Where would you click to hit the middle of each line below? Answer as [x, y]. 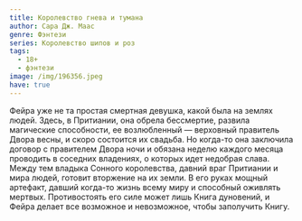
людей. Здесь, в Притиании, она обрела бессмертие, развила [130, 120]
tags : [19, 51]
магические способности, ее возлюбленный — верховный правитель [145, 129]
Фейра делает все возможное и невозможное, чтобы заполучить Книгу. [150, 206]
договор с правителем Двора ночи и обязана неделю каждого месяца [146, 149]
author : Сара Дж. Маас [52, 26]
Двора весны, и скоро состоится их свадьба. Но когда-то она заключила [151, 139]
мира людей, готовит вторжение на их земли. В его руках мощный [139, 178]
